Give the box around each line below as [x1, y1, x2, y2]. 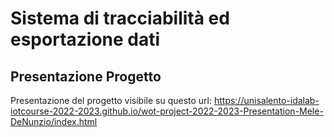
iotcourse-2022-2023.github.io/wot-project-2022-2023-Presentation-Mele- [10, 105, 324, 117]
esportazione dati [10, 28, 161, 51]
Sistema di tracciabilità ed [10, 7, 230, 30]
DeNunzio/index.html [10, 116, 98, 127]
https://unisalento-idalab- [213, 95, 320, 106]
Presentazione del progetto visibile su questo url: [10, 95, 212, 106]
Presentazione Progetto [10, 68, 162, 85]
